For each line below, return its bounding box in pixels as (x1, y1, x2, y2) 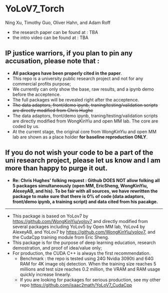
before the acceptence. (12, 91, 61, 97)
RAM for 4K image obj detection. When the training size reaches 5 (19, 260, 156, 266)
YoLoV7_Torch (5, 3, 64, 14)
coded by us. (12, 123, 40, 129)
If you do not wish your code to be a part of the (5, 148, 153, 157)
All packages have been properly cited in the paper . (12, 70, 122, 76)
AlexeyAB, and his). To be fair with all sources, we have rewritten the (12, 188, 158, 194)
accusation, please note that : (5, 57, 100, 65)
